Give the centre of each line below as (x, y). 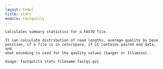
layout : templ (20, 9)
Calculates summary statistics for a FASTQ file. (57, 32)
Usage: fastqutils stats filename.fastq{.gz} (52, 62)
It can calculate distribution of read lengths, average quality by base (82, 40)
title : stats (18, 14)
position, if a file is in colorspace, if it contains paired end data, (81, 45)
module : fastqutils (25, 18)
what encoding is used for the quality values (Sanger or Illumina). (77, 53)
